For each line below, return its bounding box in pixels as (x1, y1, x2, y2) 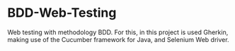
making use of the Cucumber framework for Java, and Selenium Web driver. (7, 35, 229, 43)
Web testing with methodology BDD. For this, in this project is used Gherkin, (7, 28, 229, 36)
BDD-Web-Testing (7, 5, 117, 21)
